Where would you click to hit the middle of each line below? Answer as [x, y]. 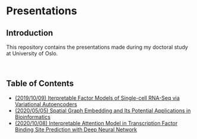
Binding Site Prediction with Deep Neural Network [76, 129]
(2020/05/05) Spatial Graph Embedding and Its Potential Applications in [103, 110]
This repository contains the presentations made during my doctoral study [97, 47]
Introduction [30, 33]
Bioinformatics [32, 116]
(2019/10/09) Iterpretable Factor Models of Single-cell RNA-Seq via [97, 98]
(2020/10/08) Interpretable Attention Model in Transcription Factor [96, 123]
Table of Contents [40, 83]
